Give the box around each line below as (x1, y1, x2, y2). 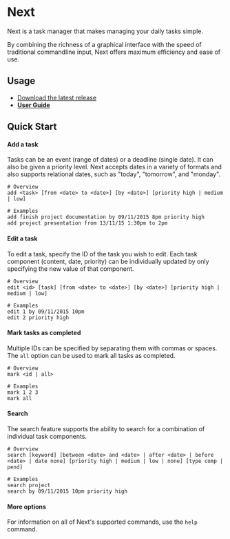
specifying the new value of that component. (7, 264, 134, 273)
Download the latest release (17, 93, 97, 102)
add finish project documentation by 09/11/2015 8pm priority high (7, 214, 205, 221)
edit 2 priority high (7, 314, 70, 321)
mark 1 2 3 (7, 388, 39, 396)
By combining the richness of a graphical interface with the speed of (7, 40, 202, 48)
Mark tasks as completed (7, 329, 81, 337)
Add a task (7, 140, 39, 149)
